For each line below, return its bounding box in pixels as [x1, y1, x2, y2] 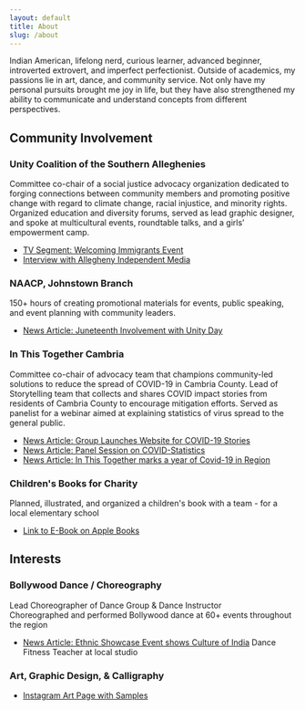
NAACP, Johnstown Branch [9, 277, 134, 289]
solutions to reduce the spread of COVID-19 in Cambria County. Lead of [9, 378, 279, 389]
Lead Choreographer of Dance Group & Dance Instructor [9, 600, 222, 611]
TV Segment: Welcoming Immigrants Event [22, 245, 184, 256]
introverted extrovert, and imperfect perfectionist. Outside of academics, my [9, 65, 296, 76]
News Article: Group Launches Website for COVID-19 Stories [22, 434, 250, 445]
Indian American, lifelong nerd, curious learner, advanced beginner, [9, 56, 262, 67]
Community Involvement [9, 130, 153, 146]
